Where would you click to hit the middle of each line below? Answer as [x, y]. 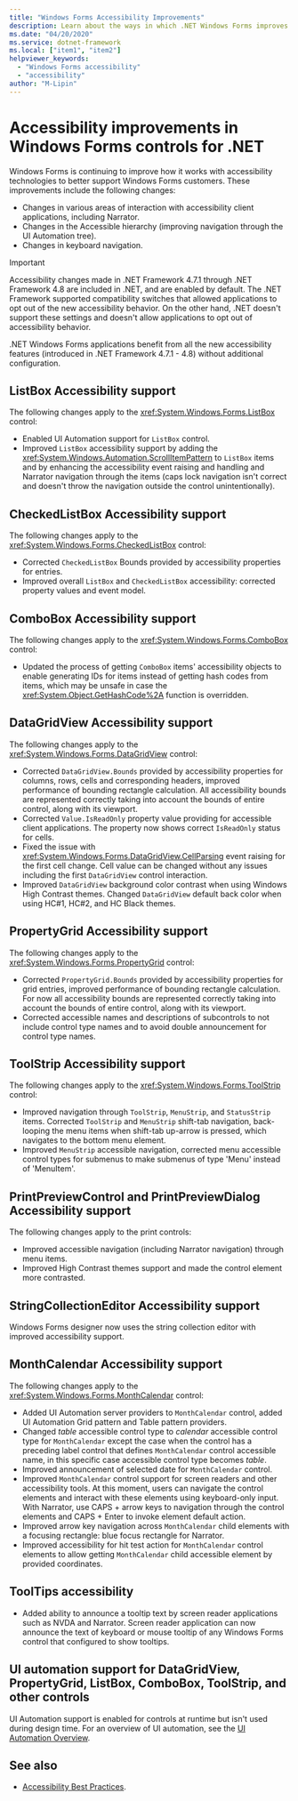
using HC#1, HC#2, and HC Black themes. [99, 903]
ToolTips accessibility [72, 1592]
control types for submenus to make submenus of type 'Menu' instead [151, 1159]
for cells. [38, 837]
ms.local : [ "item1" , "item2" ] [65, 51]
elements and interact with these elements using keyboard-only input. [150, 1497]
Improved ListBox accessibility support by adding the [120, 448]
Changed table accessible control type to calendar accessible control [150, 1431]
